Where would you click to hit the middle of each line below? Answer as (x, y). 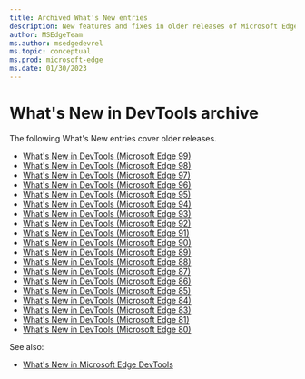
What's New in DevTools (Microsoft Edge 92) (107, 223)
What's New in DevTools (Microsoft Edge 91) (106, 233)
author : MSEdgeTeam (46, 34)
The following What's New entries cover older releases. (113, 138)
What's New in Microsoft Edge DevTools (98, 364)
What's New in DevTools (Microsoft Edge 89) (107, 252)
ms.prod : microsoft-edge (56, 60)
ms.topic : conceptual (50, 52)
